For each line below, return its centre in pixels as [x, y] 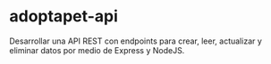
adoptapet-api [64, 16]
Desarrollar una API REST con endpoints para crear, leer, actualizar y [135, 41]
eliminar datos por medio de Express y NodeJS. [97, 50]
